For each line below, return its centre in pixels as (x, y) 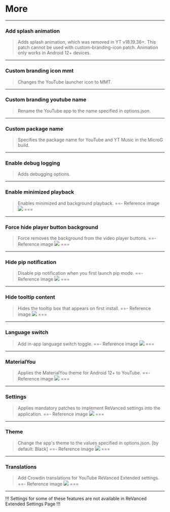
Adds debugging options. (44, 174)
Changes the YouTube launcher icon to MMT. (65, 82)
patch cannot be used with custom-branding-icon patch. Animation (88, 47)
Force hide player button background (52, 227)
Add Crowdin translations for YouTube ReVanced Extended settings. (88, 478)
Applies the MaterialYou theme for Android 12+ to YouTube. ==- (84, 373)
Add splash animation (33, 31)
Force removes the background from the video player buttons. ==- (87, 238)
